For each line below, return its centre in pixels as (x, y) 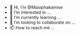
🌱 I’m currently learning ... (35, 17)
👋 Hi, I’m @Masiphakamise (36, 7)
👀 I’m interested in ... (30, 12)
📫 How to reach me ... (32, 28)
